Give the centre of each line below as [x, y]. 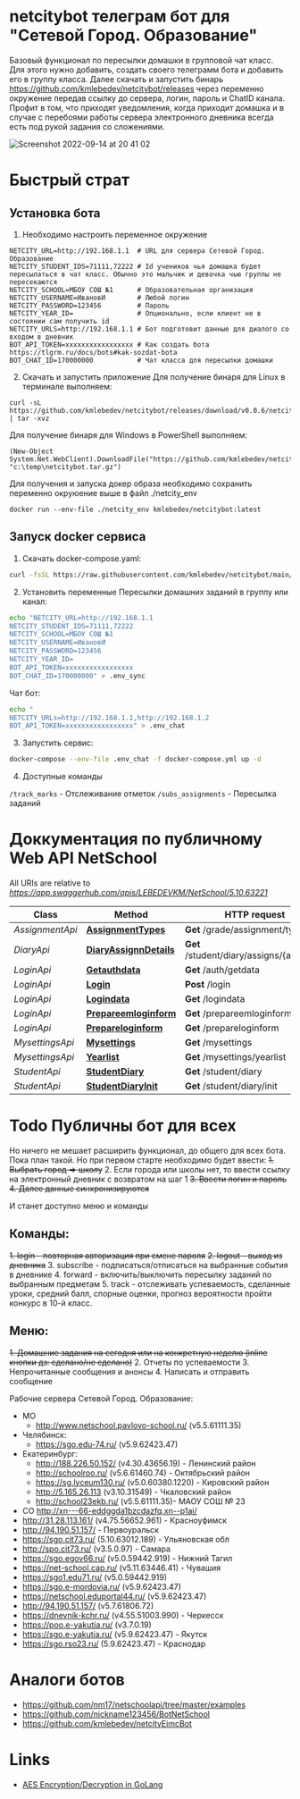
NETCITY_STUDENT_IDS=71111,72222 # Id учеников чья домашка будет [135, 266]
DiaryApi [32, 950]
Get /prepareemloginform [238, 1013]
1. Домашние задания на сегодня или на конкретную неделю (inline [138, 1352]
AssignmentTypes [126, 929]
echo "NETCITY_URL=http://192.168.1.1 [81, 618]
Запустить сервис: [58, 743]
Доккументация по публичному [136, 840]
